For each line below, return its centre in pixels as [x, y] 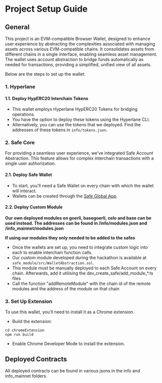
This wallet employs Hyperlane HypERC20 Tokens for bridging [75, 109]
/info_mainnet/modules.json [35, 228]
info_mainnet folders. [26, 376]
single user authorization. [30, 163]
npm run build [19, 335]
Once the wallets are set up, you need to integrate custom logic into [80, 247]
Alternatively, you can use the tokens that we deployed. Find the [76, 125]
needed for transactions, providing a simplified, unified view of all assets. [78, 65]
